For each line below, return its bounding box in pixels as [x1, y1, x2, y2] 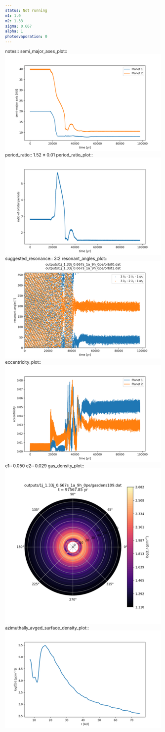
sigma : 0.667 [5, 24, 32, 29]
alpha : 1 [5, 29, 23, 34]
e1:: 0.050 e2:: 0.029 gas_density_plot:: [5, 463, 84, 469]
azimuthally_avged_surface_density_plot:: [5, 625, 89, 631]
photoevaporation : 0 [5, 34, 48, 39]
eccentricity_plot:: [5, 359, 41, 365]
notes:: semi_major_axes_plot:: [5, 49, 68, 54]
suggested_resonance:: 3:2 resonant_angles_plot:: [5, 255, 108, 261]
